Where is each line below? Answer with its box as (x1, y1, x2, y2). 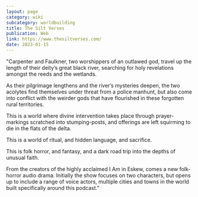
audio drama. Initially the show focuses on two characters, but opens (22, 172, 191, 179)
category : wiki (6, 14, 44, 20)
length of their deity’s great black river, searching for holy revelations (6, 64, 174, 71)
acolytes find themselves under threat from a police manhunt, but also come (6, 88, 192, 95)
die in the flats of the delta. (6, 125, 72, 132)
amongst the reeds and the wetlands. (6, 70, 97, 77)
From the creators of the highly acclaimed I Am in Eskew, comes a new (6, 165, 178, 172)
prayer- (155, 112, 174, 119)
